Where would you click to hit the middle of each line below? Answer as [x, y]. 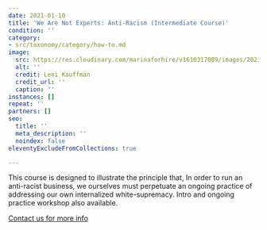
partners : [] [30, 112]
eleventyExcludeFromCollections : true [72, 148]
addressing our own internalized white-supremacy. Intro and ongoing [121, 194]
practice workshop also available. [63, 203]
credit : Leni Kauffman [53, 75]
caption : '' [35, 89]
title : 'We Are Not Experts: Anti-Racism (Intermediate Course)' [118, 23]
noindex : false [41, 141]
